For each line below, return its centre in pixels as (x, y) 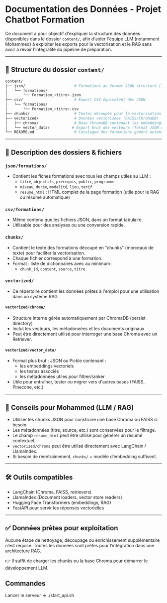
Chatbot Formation (45, 20)
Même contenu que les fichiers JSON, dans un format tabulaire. (78, 220)
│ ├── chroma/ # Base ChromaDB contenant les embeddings (84, 123)
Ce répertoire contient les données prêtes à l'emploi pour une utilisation (86, 291)
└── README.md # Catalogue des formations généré (77, 132)
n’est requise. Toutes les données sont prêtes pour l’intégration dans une (80, 545)
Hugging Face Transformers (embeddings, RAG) (62, 502)
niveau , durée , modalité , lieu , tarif (56, 186)
